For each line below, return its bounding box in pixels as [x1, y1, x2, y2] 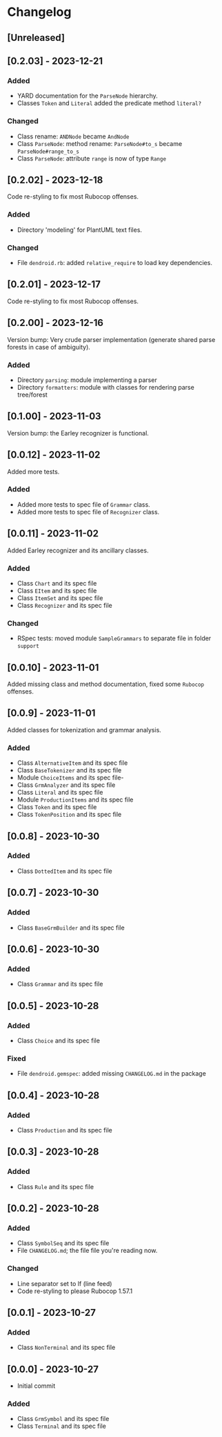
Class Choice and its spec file [17, 1036, 100, 1045]
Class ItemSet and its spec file [17, 593, 103, 602]
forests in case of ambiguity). [7, 343, 91, 351]
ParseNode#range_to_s [17, 148, 79, 155]
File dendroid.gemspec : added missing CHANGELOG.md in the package [17, 1069, 207, 1078]
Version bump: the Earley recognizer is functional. [7, 428, 150, 437]
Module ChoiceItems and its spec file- [17, 773, 124, 782]
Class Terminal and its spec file [17, 1422, 107, 1430]
